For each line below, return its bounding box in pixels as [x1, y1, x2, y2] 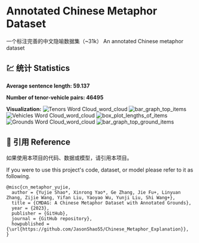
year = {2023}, [11, 205, 50, 211]
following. [6, 172, 31, 179]
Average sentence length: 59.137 [6, 82, 90, 89]
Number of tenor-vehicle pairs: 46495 [6, 94, 104, 101]
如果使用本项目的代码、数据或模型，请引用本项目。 [6, 154, 132, 161]
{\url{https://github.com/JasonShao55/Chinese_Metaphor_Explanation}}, [6, 226, 189, 232]
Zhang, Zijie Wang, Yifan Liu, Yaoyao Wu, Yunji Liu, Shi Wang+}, [6, 194, 176, 200]
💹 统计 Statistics [6, 63, 70, 73]
